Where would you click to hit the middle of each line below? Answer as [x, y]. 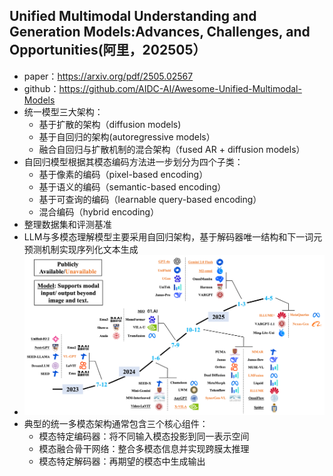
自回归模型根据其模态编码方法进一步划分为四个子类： [133, 161]
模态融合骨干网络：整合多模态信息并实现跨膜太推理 [144, 449]
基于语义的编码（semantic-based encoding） [132, 186]
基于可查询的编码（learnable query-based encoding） [150, 199]
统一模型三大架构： [63, 111]
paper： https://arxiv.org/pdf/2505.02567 [108, 76]
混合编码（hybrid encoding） [99, 211]
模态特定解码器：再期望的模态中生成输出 [122, 461]
